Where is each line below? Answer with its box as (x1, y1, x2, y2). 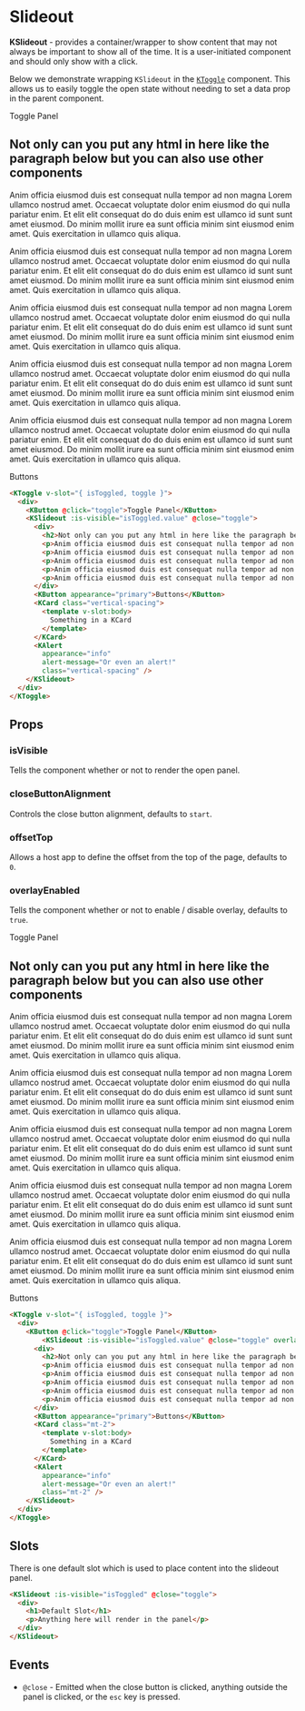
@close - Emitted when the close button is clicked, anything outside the (22, 1681, 288, 1692)
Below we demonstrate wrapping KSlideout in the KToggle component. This (9, 73, 290, 84)
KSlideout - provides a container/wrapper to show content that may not (9, 36, 278, 47)
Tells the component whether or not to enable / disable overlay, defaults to (9, 905, 288, 916)
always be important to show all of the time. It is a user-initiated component (9, 46, 291, 56)
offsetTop (9, 831, 54, 844)
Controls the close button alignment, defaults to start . (9, 808, 212, 819)
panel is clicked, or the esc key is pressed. (22, 1691, 181, 1702)
